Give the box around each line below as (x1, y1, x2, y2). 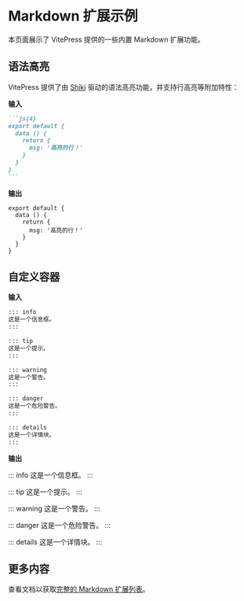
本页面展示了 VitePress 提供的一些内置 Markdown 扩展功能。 (8, 35, 206, 44)
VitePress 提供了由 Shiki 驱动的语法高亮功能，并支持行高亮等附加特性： (8, 82, 239, 91)
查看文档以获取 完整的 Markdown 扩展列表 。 (8, 584, 150, 594)
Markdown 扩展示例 (8, 7, 139, 25)
